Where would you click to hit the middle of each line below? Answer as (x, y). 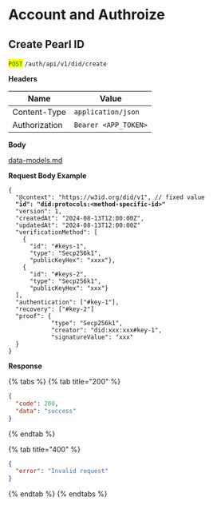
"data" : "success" (46, 411)
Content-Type (39, 112)
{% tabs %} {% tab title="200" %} (65, 382)
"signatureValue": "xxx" (92, 337)
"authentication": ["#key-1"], (67, 302)
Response (25, 366)
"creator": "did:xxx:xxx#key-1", (106, 330)
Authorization (37, 125)
